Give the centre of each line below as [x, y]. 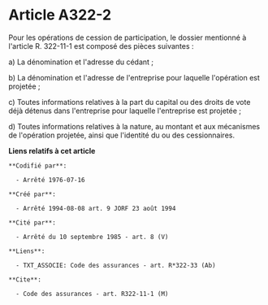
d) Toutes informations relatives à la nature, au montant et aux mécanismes [134, 126]
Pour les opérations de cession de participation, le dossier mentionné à [128, 37]
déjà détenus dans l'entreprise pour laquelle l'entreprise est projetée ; [125, 111]
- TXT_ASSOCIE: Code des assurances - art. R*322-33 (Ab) [116, 265]
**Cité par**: [32, 222]
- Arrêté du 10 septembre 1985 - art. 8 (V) [92, 237]
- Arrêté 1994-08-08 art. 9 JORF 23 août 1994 [96, 208]
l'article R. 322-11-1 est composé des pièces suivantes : [101, 46]
